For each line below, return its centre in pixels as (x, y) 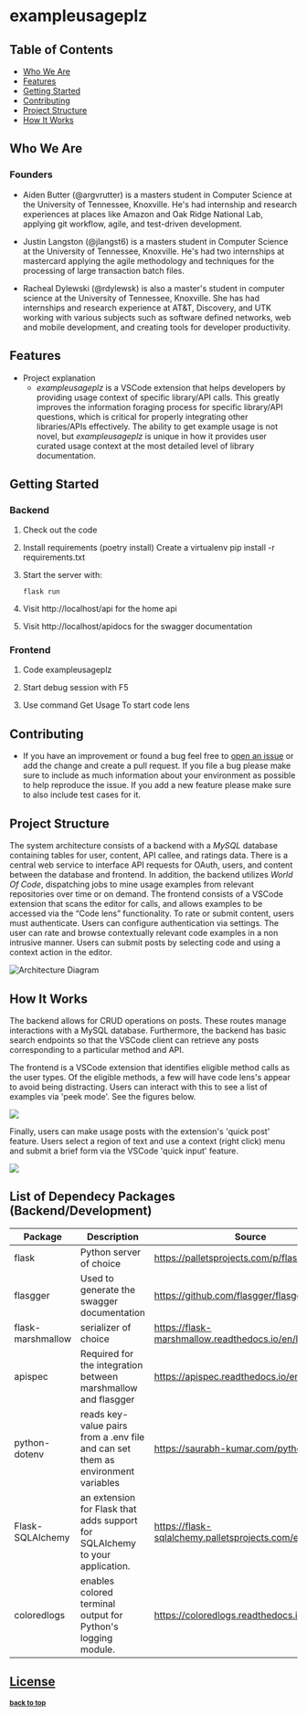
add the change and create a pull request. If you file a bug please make (157, 766)
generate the (108, 1290)
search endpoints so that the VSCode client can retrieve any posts (134, 1040)
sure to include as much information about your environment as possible (159, 775)
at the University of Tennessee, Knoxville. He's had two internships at (153, 251)
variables (101, 1482)
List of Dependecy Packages (92, 1197)
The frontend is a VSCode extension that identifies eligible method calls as (150, 1067)
